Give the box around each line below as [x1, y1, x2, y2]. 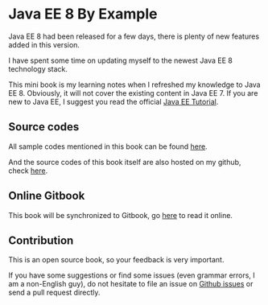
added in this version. [8, 39, 80, 49]
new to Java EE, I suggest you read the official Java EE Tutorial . [8, 97, 219, 106]
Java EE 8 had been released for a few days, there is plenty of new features [8, 31, 260, 41]
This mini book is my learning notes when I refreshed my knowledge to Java [8, 80, 261, 89]
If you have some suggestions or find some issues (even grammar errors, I [8, 270, 255, 280]
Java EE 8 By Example [8, 5, 158, 23]
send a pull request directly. [8, 287, 101, 298]
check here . [8, 166, 48, 175]
